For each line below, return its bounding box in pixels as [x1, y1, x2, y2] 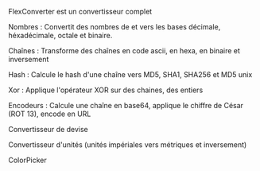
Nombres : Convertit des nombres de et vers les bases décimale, [8, 22, 221, 31]
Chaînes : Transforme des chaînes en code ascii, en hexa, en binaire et [8, 46, 241, 55]
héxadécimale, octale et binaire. [8, 31, 113, 40]
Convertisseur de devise [8, 125, 89, 134]
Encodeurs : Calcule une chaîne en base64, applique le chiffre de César [8, 101, 244, 110]
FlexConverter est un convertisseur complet [8, 7, 153, 16]
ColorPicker [8, 155, 48, 165]
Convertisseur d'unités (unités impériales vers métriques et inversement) [8, 140, 247, 150]
